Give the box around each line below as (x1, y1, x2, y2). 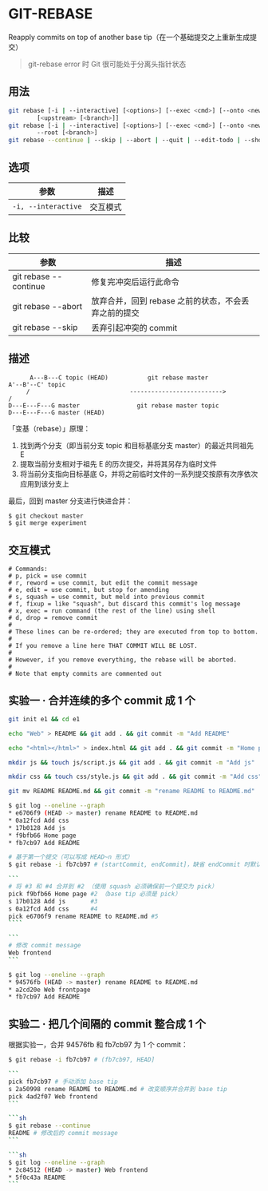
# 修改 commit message (8, 942, 81, 950)
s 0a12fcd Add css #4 (8, 904, 98, 913)
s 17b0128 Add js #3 (8, 897, 98, 905)
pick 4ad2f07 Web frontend (8, 1092, 98, 1101)
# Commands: (8, 565, 48, 574)
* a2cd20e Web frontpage (8, 986, 91, 994)
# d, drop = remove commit (8, 614, 98, 622)
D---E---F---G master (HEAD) (8, 408, 105, 416)
